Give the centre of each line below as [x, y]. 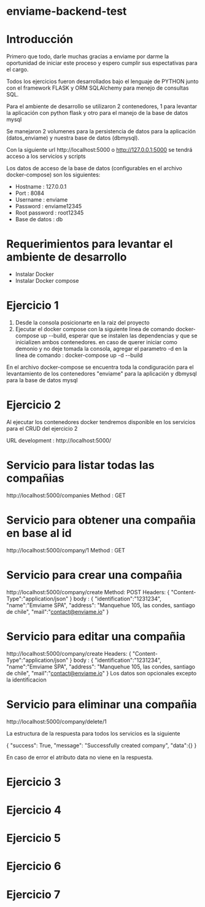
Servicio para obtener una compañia [101, 520]
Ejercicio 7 [33, 894]
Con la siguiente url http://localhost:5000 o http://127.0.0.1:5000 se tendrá [99, 150]
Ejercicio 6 [34, 866]
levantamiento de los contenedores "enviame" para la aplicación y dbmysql [102, 374]
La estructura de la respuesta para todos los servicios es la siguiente [93, 733]
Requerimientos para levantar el [90, 244]
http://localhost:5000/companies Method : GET [66, 495]
